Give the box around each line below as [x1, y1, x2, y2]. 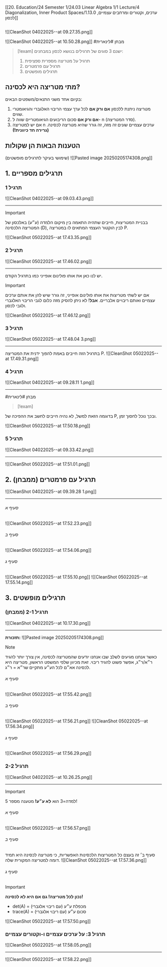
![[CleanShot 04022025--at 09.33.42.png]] [5, 447, 94, 453]
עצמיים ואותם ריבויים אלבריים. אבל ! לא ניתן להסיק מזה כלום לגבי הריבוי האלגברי [5, 297, 156, 303]
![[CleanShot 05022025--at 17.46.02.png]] [5, 258, 92, 264]
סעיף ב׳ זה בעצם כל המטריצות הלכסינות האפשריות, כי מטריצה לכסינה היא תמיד [5, 852, 155, 858]
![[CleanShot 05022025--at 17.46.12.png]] [5, 312, 91, 318]
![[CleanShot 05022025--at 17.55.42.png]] [5, 691, 92, 697]
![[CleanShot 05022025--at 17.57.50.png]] [5, 918, 91, 925]
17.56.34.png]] [5, 724, 34, 729]
